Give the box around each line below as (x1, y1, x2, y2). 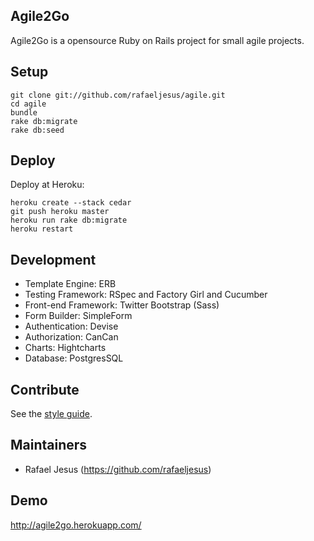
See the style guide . (10, 408, 93, 420)
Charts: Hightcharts (24, 342, 107, 354)
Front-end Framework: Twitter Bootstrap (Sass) (24, 299, 220, 311)
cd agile (10, 99, 47, 109)
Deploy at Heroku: (10, 179, 85, 191)
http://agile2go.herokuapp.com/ (10, 519, 142, 531)
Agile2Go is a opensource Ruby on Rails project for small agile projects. (10, 34, 305, 46)
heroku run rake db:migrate (10, 215, 128, 226)
